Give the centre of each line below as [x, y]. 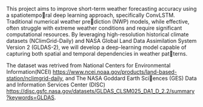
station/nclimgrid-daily [34, 78]
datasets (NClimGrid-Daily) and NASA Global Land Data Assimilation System [101, 41]
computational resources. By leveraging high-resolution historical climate [98, 34]
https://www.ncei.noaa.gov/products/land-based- [115, 72]
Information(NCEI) [29, 72]
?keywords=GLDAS [30, 97]
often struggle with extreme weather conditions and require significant [94, 28]
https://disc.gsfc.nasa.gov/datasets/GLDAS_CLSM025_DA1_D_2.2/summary [101, 91]
